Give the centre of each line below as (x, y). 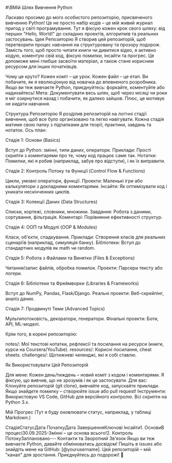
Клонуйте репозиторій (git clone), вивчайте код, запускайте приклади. (82, 386)
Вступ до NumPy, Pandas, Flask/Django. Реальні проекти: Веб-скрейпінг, (85, 293)
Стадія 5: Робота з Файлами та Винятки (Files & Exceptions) (70, 258)
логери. (14, 273)
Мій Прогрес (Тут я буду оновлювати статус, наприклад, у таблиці (78, 412)
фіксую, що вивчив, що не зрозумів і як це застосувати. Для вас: (77, 380)
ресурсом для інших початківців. (42, 67)
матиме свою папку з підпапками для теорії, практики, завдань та (78, 125)
